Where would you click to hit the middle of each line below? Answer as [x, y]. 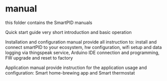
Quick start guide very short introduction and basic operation [68, 32]
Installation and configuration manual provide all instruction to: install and [81, 42]
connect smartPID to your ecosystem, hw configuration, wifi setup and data [83, 47]
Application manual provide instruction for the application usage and [76, 67]
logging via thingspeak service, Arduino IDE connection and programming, [82, 52]
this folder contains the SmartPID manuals [49, 22]
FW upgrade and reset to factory [39, 57]
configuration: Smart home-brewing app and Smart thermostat [70, 72]
